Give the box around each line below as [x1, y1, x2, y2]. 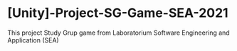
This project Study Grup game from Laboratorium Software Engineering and [7, 28, 230, 37]
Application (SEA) [7, 35, 59, 44]
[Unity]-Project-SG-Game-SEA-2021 [7, 5, 229, 21]
